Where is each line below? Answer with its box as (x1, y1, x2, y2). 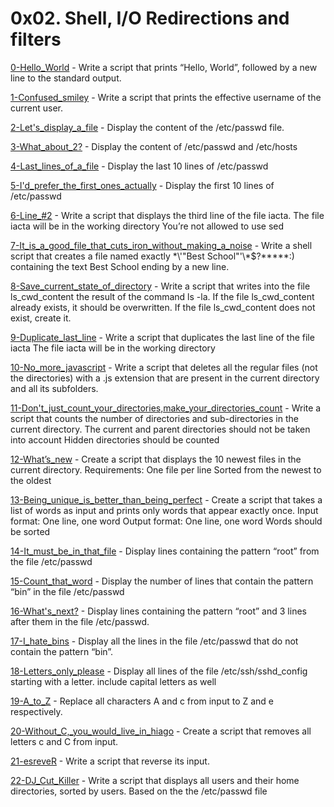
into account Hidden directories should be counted (10, 433, 220, 446)
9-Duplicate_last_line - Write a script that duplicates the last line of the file (10, 331, 315, 343)
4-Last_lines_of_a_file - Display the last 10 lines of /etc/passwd (10, 160, 269, 172)
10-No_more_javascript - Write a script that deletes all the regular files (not (10, 361, 318, 373)
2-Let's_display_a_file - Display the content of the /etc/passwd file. (10, 121, 285, 133)
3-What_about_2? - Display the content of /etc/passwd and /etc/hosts (10, 140, 298, 152)
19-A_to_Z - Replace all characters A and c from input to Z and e (10, 695, 275, 707)
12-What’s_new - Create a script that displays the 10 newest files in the (10, 453, 302, 465)
